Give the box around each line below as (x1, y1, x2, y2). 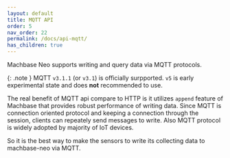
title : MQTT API (7, 16, 54, 23)
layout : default (7, 10, 54, 17)
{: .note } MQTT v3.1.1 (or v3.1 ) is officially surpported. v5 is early (7, 74, 194, 82)
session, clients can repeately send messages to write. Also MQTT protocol (7, 116, 221, 124)
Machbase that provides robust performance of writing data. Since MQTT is (7, 102, 222, 109)
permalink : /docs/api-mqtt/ (7, 36, 88, 42)
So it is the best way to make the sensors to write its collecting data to (7, 137, 205, 144)
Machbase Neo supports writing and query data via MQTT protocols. (7, 61, 203, 68)
